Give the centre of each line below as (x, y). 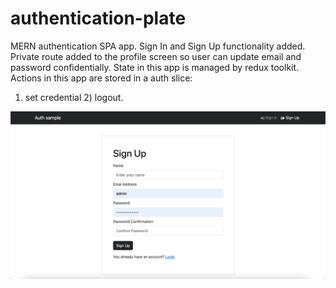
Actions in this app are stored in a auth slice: (101, 78)
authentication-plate (98, 18)
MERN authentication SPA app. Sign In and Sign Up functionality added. (158, 46)
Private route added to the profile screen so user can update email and (156, 56)
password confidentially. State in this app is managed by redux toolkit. (155, 67)
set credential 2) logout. (74, 97)
